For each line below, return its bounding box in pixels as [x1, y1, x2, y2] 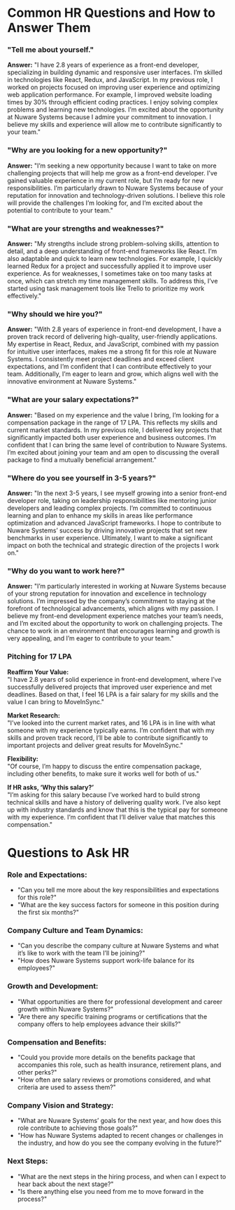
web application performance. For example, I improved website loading [7, 90, 212, 99]
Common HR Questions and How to [7, 5, 215, 21]
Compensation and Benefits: [7, 1037, 107, 1047]
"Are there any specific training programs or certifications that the [17, 1012, 208, 1021]
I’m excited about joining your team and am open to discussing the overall [7, 448, 220, 457]
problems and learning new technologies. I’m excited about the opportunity [7, 105, 224, 114]
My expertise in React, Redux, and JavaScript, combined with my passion [7, 340, 219, 349]
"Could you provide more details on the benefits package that [17, 1053, 196, 1061]
